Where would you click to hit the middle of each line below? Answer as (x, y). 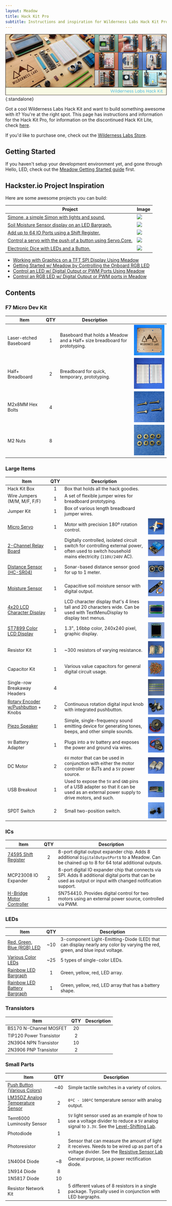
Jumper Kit (19, 511)
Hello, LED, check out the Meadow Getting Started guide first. (70, 169)
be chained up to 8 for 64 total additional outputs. (110, 862)
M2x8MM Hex (23, 404)
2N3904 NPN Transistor (33, 1042)
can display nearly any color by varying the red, (111, 945)
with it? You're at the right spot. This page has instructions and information (84, 114)
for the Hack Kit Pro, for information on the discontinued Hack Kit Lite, (79, 120)
